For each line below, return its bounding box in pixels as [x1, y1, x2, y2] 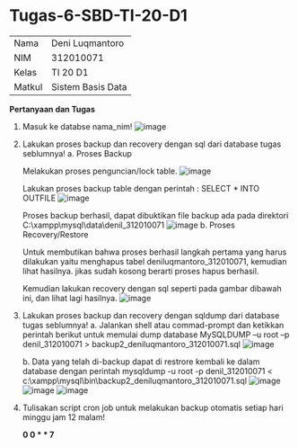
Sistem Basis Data [50, 80, 127, 93]
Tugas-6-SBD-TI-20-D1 [9, 5, 188, 26]
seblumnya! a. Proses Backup [22, 148, 133, 158]
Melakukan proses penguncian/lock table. [22, 165, 178, 176]
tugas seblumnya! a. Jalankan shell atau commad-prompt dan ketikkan [22, 319, 285, 330]
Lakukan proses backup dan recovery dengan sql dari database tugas [22, 139, 282, 149]
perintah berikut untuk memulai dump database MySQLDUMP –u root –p [22, 329, 290, 340]
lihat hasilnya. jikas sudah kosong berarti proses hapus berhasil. [22, 265, 259, 276]
